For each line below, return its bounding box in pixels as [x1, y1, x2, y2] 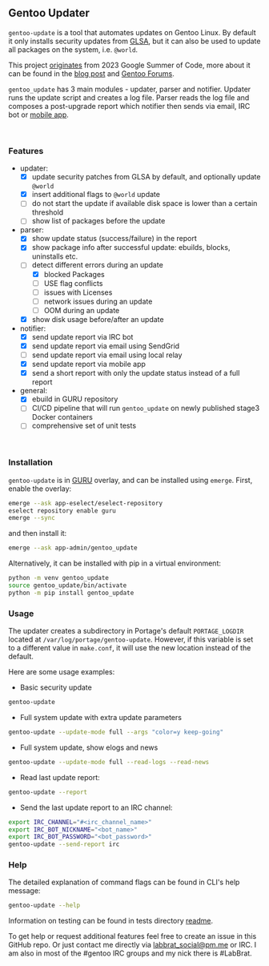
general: [19, 386, 48, 396]
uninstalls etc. [31, 252, 78, 261]
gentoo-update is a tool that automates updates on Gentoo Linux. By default [8, 27, 256, 37]
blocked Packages [43, 269, 106, 279]
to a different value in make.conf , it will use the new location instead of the [8, 643, 251, 653]
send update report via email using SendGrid [31, 340, 180, 351]
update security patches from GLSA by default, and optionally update [31, 172, 261, 182]
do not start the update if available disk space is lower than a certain [31, 199, 258, 208]
